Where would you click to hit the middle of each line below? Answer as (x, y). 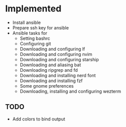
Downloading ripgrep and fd (49, 70)
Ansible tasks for (30, 33)
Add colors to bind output (39, 119)
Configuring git (35, 43)
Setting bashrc (35, 38)
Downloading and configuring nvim (56, 54)
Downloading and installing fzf (51, 81)
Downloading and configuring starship (59, 59)
